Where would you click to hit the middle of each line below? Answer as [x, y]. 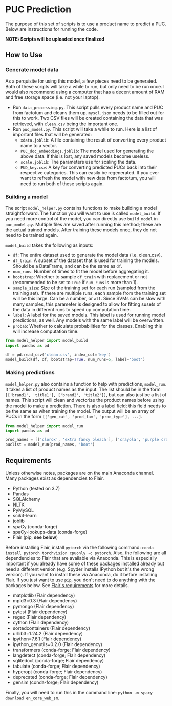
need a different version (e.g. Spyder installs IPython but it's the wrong [80, 569]
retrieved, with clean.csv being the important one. [66, 124]
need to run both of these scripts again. [62, 184]
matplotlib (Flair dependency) [44, 595]
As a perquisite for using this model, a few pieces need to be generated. [81, 81]
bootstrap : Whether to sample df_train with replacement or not [80, 277]
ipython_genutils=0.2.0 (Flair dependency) [57, 644]
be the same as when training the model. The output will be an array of [80, 411]
